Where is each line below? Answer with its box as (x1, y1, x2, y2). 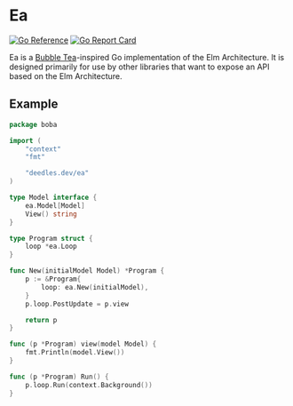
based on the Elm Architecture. (9, 70, 123, 81)
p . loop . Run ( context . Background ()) (25, 380, 153, 389)
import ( (9, 136, 42, 145)
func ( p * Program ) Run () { (9, 372, 109, 381)
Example (9, 97, 59, 112)
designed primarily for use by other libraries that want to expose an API (9, 61, 270, 72)
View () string (25, 210, 77, 219)
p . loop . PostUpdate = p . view (25, 299, 129, 308)
